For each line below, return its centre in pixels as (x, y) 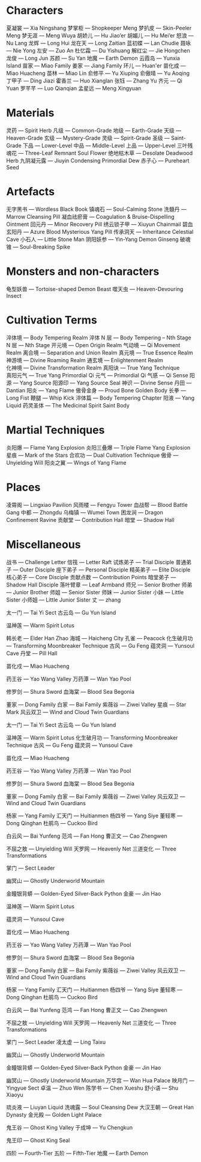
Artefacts (31, 192)
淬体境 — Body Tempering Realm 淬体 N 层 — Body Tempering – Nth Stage (99, 338)
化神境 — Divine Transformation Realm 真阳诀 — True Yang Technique (93, 368)
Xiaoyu (15, 1094)
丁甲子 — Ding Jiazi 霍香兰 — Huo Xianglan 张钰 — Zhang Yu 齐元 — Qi (94, 80)
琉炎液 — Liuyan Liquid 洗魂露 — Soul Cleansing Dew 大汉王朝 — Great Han (100, 1107)
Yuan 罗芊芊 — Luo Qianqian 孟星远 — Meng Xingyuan (74, 88)
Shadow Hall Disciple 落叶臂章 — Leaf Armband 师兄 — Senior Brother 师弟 (99, 585)
